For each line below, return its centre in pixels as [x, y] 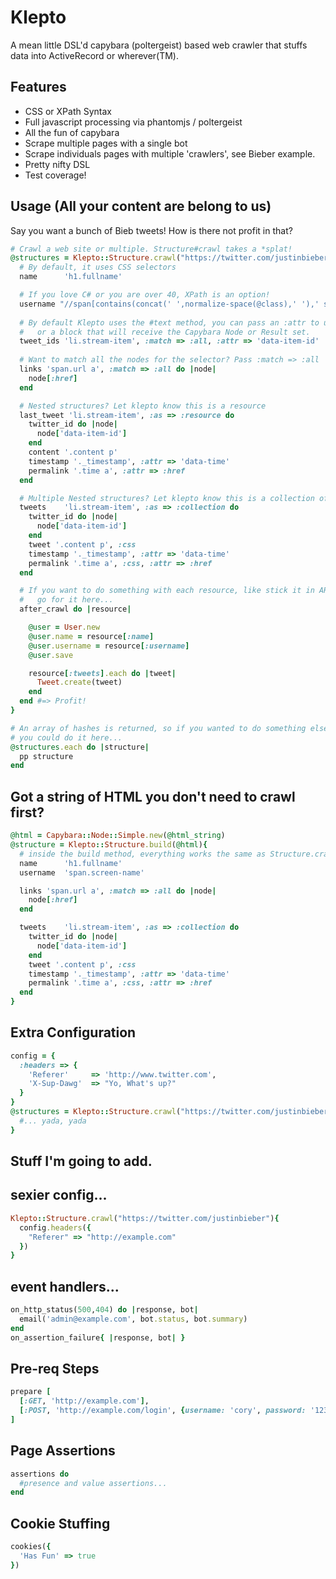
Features [38, 87]
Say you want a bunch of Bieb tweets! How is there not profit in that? [151, 230]
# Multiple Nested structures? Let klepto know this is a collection [167, 498]
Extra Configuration [73, 1032]
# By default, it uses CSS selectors [98, 267]
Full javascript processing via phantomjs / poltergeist [133, 122]
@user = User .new [64, 627]
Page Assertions [63, 1451]
